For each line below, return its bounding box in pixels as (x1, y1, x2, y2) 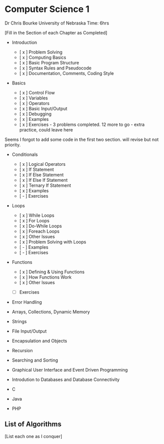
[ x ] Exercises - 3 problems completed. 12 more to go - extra (19, 121, 145, 127)
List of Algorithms (4, 420, 62, 429)
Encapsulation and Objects (11, 338, 67, 344)
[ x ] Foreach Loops (19, 228, 60, 234)
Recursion (11, 348, 33, 353)
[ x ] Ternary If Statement (19, 182, 71, 188)
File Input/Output (11, 328, 47, 334)
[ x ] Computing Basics (19, 54, 66, 60)
